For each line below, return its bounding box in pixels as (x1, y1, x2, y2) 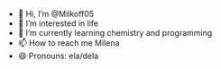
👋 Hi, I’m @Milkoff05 (17, 9, 95, 19)
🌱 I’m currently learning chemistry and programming (17, 28, 213, 38)
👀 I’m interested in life (17, 18, 99, 29)
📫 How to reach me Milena (17, 38, 120, 48)
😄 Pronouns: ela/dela (17, 50, 99, 61)
